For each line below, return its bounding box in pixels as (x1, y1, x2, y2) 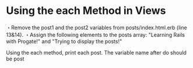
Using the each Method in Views (6, 4, 166, 17)
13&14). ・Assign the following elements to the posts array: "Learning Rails (6, 31, 185, 38)
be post (6, 55, 24, 62)
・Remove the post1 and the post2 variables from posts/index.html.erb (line (6, 24, 188, 31)
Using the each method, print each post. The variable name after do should (6, 49, 187, 56)
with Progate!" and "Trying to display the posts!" (6, 38, 122, 45)
